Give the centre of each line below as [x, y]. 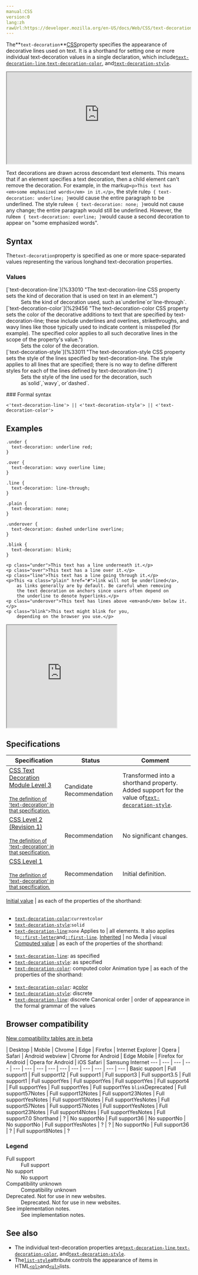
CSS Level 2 [26, 819]
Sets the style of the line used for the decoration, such [86, 377]
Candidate [78, 786]
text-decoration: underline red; [52, 447]
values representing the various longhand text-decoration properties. [89, 262]
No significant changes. [155, 835]
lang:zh [16, 22]
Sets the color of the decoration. [60, 346]
